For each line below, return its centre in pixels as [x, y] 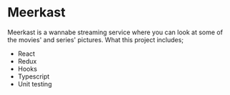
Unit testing [35, 84]
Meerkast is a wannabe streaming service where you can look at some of [115, 32]
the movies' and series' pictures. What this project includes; [96, 39]
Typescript [34, 76]
